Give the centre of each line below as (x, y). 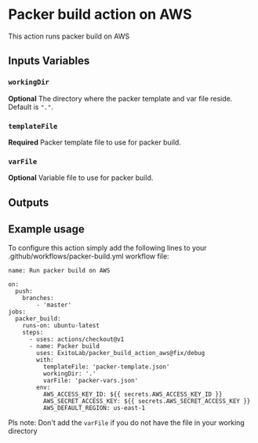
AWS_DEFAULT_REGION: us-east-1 (94, 408)
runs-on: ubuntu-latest (61, 326)
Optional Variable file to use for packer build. (81, 178)
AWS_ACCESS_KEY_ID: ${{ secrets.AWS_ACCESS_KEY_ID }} (133, 394)
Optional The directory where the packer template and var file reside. (120, 98)
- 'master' (54, 305)
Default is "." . (31, 107)
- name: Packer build (64, 346)
